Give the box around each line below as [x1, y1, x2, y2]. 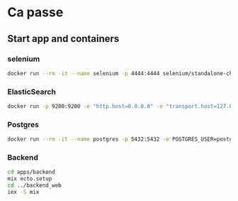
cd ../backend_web [7, 182, 62, 189]
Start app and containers [7, 33, 120, 45]
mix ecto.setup [7, 175, 52, 183]
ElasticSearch [7, 87, 57, 97]
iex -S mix [7, 189, 40, 196]
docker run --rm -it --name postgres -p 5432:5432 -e [7, 136, 170, 143]
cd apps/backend [7, 168, 55, 176]
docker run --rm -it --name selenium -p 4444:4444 [7, 70, 160, 77]
